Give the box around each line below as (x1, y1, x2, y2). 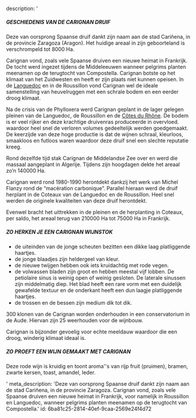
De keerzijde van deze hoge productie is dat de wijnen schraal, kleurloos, (6, 130, 184, 137)
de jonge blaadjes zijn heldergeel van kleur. (14, 255, 120, 262)
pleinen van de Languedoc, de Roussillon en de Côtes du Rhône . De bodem (6, 112, 189, 119)
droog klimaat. (6, 94, 41, 102)
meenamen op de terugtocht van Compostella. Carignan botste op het (6, 69, 175, 76)
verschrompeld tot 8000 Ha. (6, 45, 75, 52)
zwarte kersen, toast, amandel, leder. (6, 369, 96, 376)
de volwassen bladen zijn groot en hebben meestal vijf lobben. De (14, 268, 175, 275)
